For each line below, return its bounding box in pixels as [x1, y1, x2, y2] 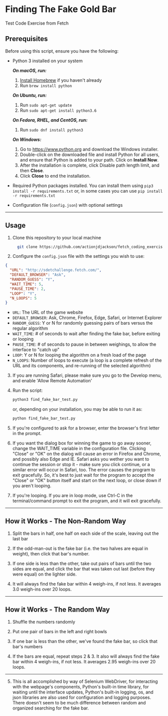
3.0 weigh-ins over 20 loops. [12, 586, 72, 592]
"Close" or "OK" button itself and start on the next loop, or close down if [12, 478, 161, 484]
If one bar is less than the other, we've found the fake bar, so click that [12, 638, 157, 644]
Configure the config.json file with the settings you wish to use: [12, 253, 145, 259]
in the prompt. [12, 431, 41, 437]
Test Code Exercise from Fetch [5, 20, 69, 26]
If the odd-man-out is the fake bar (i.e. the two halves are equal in [12, 545, 148, 551]
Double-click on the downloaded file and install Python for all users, [19, 152, 160, 158]
